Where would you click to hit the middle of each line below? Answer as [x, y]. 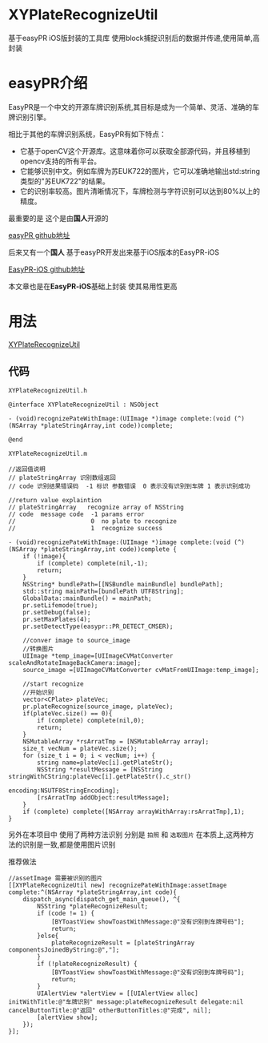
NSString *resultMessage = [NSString [100, 769]
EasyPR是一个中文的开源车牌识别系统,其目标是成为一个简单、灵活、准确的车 [134, 107]
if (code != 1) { [66, 913]
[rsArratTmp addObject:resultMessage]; [104, 797]
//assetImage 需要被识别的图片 [56, 878]
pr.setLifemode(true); [60, 605]
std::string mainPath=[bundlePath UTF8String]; [103, 591]
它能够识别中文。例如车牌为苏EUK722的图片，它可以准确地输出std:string [140, 171]
